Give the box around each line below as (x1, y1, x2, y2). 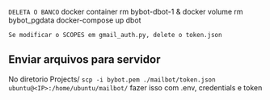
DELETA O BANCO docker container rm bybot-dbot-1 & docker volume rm (8, 7, 244, 16)
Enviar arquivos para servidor (8, 52, 161, 67)
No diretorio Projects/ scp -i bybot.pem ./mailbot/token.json (8, 74, 216, 84)
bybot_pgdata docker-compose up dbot (8, 15, 141, 25)
